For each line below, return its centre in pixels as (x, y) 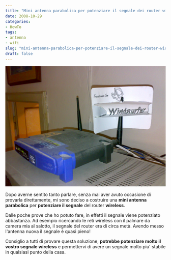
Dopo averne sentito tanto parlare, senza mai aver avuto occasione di (78, 194)
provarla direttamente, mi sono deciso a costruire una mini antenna (76, 200)
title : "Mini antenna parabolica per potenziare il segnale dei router (83, 11)
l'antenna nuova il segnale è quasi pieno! (48, 231)
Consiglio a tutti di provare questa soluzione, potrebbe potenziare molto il (83, 241)
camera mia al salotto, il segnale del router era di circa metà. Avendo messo (85, 226)
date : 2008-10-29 (24, 16)
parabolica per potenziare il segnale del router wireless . (65, 205)
